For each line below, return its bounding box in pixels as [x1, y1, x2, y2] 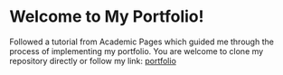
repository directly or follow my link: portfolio [9, 55, 176, 66]
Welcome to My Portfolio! [9, 6, 204, 27]
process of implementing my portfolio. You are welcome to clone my [9, 45, 264, 56]
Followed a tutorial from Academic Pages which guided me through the [9, 36, 274, 47]
